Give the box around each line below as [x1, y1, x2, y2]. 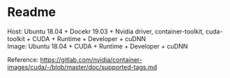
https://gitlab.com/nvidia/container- [40, 55, 143, 63]
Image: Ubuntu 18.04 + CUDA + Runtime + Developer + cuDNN [7, 42, 188, 50]
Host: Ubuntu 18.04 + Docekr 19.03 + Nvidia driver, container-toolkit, [7, 27, 204, 36]
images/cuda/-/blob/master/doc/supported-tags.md [7, 63, 158, 71]
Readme [7, 4, 56, 20]
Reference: [7, 55, 39, 63]
